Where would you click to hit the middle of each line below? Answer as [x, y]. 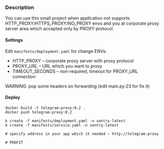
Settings [14, 40]
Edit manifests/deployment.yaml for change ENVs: [56, 51]
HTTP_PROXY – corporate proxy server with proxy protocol [73, 60]
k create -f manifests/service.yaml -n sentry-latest [62, 125]
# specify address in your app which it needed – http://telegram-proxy [82, 134]
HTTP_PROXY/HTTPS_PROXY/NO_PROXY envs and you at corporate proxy [82, 23]
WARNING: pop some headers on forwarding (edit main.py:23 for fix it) [78, 86]
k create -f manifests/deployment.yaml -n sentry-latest [65, 121]
